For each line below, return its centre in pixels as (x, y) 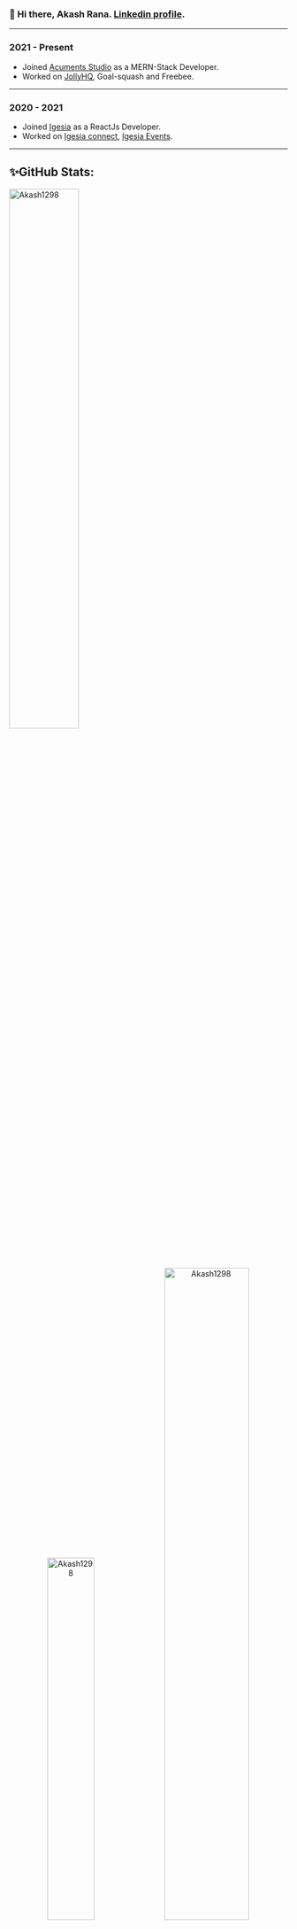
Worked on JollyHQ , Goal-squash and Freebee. (108, 76)
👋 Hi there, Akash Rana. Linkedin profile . (97, 14)
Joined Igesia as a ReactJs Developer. (91, 127)
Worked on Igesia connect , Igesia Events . (97, 135)
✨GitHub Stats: (52, 172)
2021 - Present (41, 48)
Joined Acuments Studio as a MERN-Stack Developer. (120, 66)
